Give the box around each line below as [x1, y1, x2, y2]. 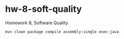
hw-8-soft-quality [5, 3, 82, 15]
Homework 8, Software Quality [5, 20, 68, 26]
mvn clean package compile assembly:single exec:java [5, 29, 120, 34]
